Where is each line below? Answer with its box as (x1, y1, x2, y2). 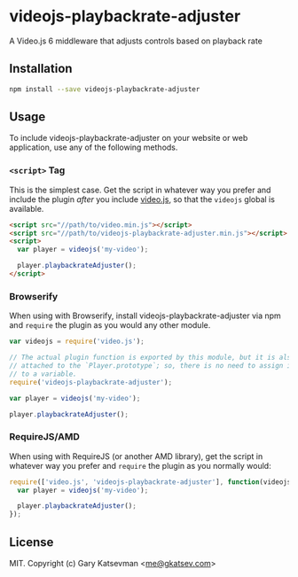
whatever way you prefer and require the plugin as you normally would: (9, 460, 272, 471)
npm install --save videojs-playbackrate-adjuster (9, 84, 200, 94)
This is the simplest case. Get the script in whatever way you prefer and (9, 184, 271, 195)
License (9, 534, 54, 550)
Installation (9, 61, 73, 76)
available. (9, 203, 44, 214)
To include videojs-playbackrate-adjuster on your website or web (9, 133, 248, 144)
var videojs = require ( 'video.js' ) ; (9, 337, 145, 347)
